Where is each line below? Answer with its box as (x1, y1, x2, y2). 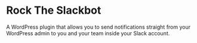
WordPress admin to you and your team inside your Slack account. (6, 29, 170, 36)
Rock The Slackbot (6, 4, 101, 17)
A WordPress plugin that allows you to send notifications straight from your (6, 23, 191, 30)
